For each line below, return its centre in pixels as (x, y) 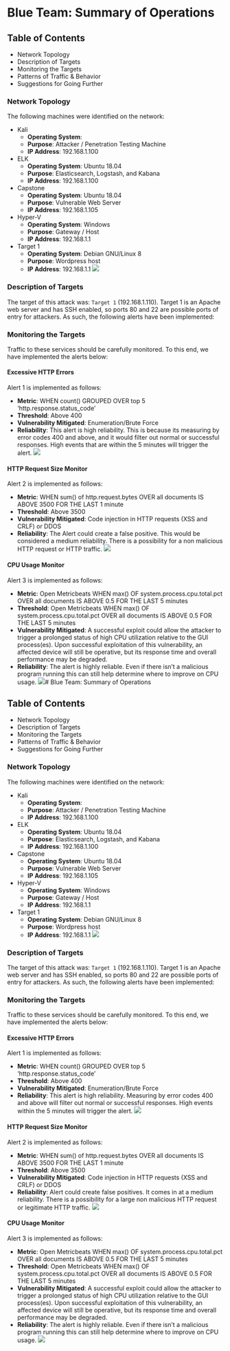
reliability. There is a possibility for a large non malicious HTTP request (117, 1199)
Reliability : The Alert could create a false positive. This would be (108, 534)
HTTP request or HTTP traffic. (60, 549)
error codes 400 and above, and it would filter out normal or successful (118, 438)
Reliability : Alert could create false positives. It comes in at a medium (115, 1192)
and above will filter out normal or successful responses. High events (115, 1103)
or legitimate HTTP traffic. (54, 1207)
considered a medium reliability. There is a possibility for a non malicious (120, 541)
